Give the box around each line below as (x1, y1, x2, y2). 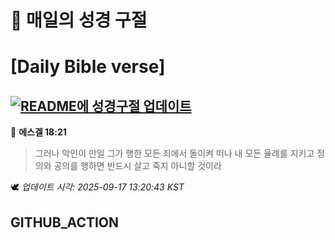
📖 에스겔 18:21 (10, 126, 67, 138)
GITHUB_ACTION (10, 214, 120, 231)
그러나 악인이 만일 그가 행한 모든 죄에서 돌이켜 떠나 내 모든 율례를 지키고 (34, 147, 315, 160)
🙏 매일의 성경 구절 (10, 9, 148, 32)
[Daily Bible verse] (10, 56, 166, 78)
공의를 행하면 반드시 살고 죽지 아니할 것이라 (53, 160, 222, 172)
